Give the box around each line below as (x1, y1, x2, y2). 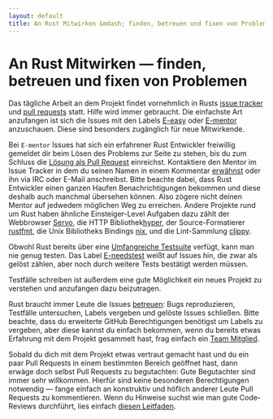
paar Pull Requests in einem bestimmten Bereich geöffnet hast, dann (8, 358, 238, 368)
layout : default (8, 11, 63, 20)
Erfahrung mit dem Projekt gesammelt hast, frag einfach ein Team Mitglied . (8, 334, 260, 343)
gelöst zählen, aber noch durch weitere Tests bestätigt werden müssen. (8, 259, 249, 269)
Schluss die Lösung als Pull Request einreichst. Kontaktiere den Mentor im (8, 158, 258, 167)
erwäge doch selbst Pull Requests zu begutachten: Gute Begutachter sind (8, 367, 256, 377)
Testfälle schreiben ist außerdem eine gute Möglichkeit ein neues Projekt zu (8, 275, 262, 285)
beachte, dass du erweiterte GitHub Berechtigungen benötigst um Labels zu (8, 317, 263, 326)
